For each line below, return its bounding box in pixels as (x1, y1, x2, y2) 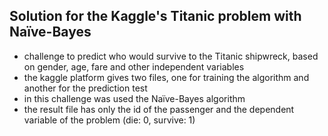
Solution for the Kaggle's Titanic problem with (9, 8, 302, 25)
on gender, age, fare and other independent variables (23, 60, 245, 73)
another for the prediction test (23, 82, 148, 94)
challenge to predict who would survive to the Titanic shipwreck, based (23, 50, 319, 62)
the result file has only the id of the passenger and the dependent (23, 103, 295, 115)
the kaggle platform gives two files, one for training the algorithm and (23, 71, 310, 83)
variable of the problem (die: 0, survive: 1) (23, 114, 196, 126)
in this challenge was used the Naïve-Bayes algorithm (23, 92, 246, 104)
